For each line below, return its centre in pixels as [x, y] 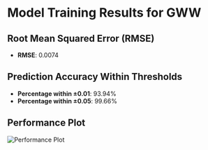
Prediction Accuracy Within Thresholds [95, 77]
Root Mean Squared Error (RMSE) [81, 39]
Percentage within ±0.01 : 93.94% [67, 93]
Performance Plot [46, 123]
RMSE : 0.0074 [38, 55]
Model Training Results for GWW [104, 13]
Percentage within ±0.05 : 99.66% [67, 101]
